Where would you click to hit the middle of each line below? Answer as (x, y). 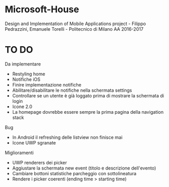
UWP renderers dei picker (39, 162)
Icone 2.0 (22, 107)
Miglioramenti (19, 153)
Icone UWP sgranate (34, 142)
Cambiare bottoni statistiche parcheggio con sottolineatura (74, 173)
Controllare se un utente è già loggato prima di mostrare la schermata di (88, 95)
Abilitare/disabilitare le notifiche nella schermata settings (72, 90)
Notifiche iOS (26, 79)
